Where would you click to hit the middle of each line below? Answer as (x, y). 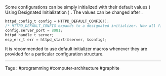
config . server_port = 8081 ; (34, 30)
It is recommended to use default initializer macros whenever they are (76, 49)
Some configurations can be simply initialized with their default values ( (78, 7)
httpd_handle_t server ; (30, 35)
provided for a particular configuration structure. (54, 54)
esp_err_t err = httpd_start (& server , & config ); (56, 39)
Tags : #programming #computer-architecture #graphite (62, 68)
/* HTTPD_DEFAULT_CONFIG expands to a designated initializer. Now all (80, 26)
